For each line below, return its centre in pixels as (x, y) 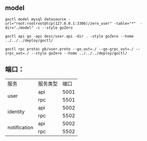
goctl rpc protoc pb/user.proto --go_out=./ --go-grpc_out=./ (69, 49)
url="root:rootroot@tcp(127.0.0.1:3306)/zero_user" (58, 23)
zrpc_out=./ (17, 53)
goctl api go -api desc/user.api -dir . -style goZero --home (69, 36)
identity (16, 111)
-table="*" (125, 23)
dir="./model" (19, 28)
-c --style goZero (54, 28)
